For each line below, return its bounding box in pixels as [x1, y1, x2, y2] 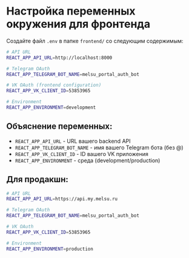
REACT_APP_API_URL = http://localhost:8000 [6, 55, 113, 61]
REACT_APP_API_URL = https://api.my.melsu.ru [6, 196, 118, 202]
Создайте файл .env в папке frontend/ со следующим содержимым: [6, 37, 184, 44]
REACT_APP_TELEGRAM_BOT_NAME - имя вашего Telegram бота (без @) [15, 144, 184, 151]
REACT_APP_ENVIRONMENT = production [6, 246, 94, 252]
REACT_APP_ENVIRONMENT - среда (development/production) [15, 157, 161, 164]
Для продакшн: [6, 174, 68, 185]
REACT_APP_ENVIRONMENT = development [6, 104, 96, 110]
